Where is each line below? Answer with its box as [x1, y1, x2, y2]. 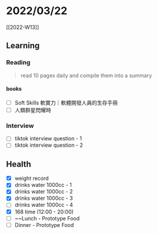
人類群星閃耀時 [14, 106, 51, 113]
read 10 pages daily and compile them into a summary [20, 72, 152, 79]
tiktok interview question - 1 [14, 135, 83, 142]
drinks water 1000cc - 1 [14, 182, 72, 189]
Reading [6, 58, 31, 67]
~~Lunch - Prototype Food [14, 215, 80, 222]
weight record [14, 175, 49, 182]
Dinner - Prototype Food [14, 221, 74, 228]
